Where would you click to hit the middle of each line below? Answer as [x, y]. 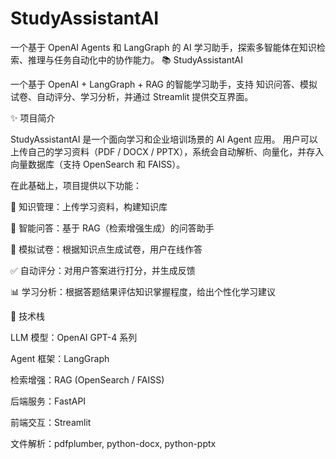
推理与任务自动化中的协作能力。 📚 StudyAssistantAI [135, 59]
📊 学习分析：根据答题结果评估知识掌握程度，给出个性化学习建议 [143, 291]
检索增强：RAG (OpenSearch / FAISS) [87, 379]
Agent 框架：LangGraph [60, 358]
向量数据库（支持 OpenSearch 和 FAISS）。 [98, 164]
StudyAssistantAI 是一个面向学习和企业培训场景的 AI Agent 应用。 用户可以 [164, 139]
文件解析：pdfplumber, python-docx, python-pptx [113, 443]
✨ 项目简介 [33, 118]
